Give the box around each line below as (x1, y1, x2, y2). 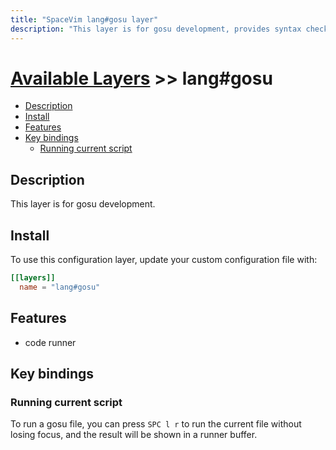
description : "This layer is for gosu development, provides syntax (10, 24, 302, 34)
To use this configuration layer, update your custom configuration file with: (10, 254, 318, 266)
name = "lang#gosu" (19, 282, 101, 292)
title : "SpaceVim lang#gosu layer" (10, 14, 159, 25)
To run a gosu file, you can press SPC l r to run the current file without (10, 418, 302, 430)
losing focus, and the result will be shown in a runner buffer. (10, 429, 258, 441)
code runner (24, 336, 77, 348)
